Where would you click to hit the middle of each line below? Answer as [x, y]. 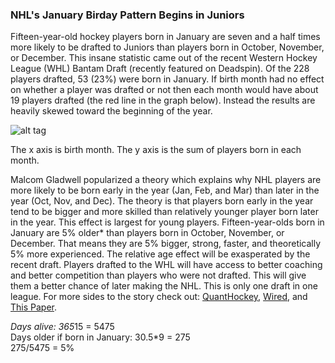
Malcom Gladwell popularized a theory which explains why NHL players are [166, 180]
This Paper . [34, 307]
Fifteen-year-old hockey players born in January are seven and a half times [165, 37]
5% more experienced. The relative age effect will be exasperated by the [160, 254]
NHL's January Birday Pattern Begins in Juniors [127, 15]
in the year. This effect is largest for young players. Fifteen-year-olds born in [167, 222]
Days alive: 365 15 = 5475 [62, 327]
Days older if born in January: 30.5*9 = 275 [100, 337]
